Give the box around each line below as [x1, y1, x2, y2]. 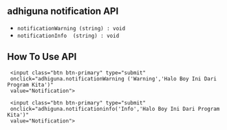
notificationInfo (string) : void [17, 32, 120, 39]
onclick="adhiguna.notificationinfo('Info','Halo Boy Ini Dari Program [10, 105, 220, 112]
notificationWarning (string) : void [17, 25, 126, 32]
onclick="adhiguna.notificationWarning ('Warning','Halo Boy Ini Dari [10, 75, 217, 82]
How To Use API [7, 51, 77, 63]
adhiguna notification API [7, 6, 119, 17]
